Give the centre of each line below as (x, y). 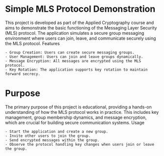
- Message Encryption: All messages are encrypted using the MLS (73, 61)
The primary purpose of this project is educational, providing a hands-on (78, 107)
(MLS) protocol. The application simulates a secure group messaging (75, 33)
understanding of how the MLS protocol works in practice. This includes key (82, 112)
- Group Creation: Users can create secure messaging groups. (70, 52)
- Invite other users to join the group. (48, 136)
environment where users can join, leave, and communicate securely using (81, 38)
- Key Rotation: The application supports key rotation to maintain (76, 70)
